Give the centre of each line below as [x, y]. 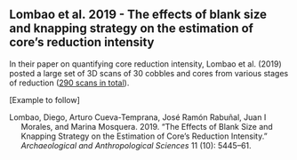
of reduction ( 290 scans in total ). [69, 83]
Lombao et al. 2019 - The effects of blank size [138, 15]
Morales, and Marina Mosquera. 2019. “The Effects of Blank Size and [147, 126]
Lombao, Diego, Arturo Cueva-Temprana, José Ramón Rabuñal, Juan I [138, 117]
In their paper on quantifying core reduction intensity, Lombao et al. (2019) [145, 64]
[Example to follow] [44, 100]
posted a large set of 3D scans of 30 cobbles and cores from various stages [149, 73]
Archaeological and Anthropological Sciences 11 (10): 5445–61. [136, 145]
